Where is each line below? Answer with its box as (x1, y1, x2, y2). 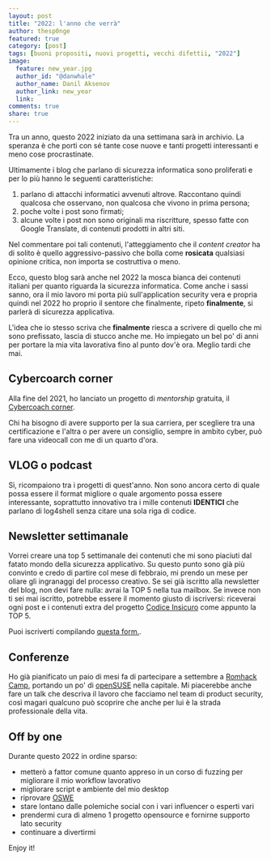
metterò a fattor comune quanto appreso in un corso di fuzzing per (19, 767, 243, 777)
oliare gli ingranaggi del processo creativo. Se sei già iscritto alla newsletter (8, 576, 260, 586)
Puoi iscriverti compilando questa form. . (8, 627, 142, 636)
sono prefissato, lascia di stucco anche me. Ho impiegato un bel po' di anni (8, 332, 259, 341)
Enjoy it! (8, 843, 36, 853)
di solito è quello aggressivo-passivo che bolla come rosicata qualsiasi (8, 248, 245, 258)
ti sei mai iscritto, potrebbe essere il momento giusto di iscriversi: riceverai (8, 593, 256, 604)
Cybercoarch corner (8, 372, 113, 386)
